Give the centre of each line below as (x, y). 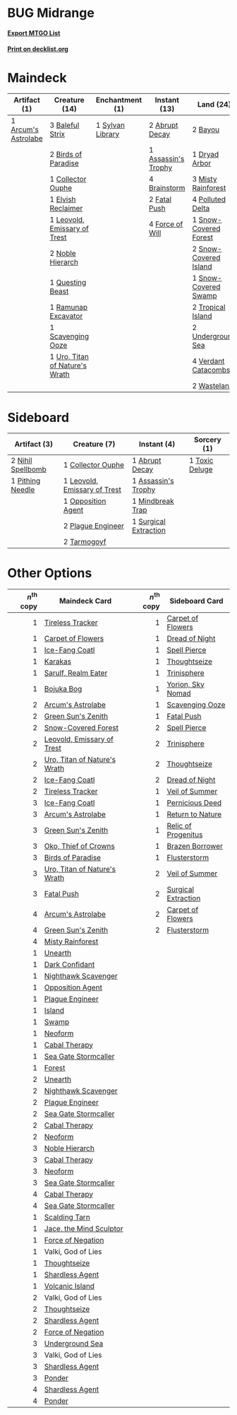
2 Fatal (160, 199)
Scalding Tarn (67, 1217)
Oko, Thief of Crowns (79, 846)
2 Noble (63, 254)
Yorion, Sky (186, 684)
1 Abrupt (146, 461)
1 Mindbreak (153, 501)
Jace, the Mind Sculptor (84, 1228)
